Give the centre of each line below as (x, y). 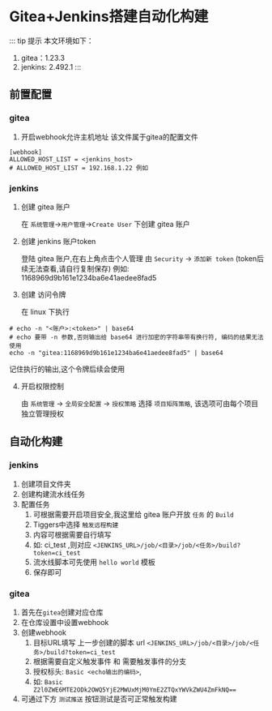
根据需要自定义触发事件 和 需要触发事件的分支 (110, 661)
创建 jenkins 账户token (58, 241)
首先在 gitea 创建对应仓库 (62, 612)
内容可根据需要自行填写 (72, 534)
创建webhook (44, 632)
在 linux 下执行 (45, 311)
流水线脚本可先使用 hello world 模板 (94, 562)
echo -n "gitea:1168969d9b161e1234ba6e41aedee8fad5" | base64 (116, 353)
